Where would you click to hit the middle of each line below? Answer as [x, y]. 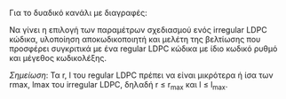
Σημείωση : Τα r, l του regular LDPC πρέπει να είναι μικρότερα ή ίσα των [141, 75]
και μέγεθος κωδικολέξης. [58, 58]
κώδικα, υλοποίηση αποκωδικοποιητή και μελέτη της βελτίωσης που [135, 39]
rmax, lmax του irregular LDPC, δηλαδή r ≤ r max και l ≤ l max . [119, 86]
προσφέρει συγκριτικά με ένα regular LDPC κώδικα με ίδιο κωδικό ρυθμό [143, 49]
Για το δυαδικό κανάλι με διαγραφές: [79, 13]
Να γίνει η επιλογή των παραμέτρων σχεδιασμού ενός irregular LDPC [139, 30]
